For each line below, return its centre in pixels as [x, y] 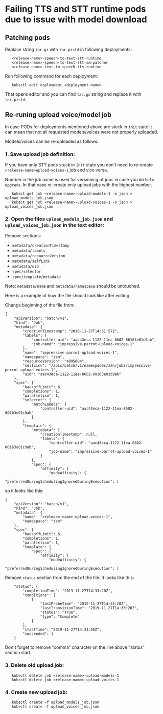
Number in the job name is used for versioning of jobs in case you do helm [80, 180]
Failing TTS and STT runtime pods [76, 9]
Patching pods [28, 38]
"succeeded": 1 [38, 634]
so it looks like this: [24, 491]
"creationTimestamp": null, [69, 435]
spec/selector [26, 272]
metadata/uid [25, 267]
